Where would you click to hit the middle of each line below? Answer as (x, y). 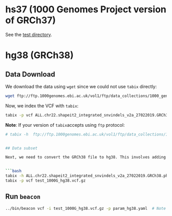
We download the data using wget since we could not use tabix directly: (81, 86)
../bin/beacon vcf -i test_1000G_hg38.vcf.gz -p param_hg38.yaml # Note (86, 208)
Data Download (30, 74)
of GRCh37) (31, 20)
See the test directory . (29, 34)
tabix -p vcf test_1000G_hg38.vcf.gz (46, 181)
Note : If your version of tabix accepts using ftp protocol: (65, 125)
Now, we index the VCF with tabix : (42, 106)
